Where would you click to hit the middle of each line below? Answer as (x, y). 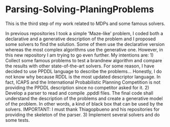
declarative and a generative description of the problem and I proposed (81, 39)
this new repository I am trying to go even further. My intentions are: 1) (79, 55)
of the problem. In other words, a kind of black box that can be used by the (84, 104)
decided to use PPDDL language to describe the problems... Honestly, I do (84, 71)
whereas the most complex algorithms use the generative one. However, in (84, 49)
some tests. (18, 120)
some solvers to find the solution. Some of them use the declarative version (85, 44)
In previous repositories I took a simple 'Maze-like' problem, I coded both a (84, 33)
